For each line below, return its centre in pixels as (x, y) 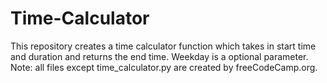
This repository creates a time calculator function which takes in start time (163, 46)
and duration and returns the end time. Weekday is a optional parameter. (159, 56)
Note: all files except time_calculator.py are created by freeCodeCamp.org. (164, 67)
